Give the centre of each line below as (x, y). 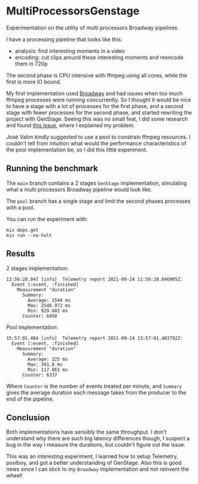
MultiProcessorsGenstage (73, 11)
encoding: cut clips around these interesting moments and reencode (99, 57)
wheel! (14, 476)
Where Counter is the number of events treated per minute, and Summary (94, 386)
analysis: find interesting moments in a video (70, 51)
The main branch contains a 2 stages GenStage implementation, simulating (97, 183)
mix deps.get (22, 230)
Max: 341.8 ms (45, 365)
